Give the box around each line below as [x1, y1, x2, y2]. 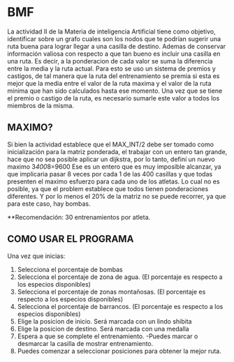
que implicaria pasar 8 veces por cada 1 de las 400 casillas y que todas [7, 169, 213, 178]
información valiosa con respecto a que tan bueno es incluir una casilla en [7, 50, 221, 58]
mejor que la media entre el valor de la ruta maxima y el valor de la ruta [7, 79, 212, 87]
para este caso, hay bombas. [7, 199, 91, 208]
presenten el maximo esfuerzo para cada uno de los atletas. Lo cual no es [7, 177, 220, 186]
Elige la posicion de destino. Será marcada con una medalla [17, 324, 190, 333]
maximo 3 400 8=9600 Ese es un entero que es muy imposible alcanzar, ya [7, 162, 221, 171]
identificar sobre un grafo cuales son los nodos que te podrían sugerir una [7, 34, 221, 43]
